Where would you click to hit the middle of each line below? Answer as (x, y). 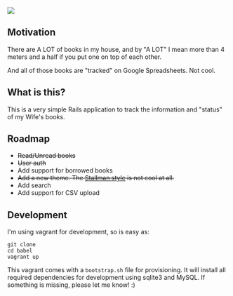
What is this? (36, 92)
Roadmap (29, 139)
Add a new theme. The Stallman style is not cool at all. (96, 178)
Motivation (32, 33)
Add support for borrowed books (65, 170)
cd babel (20, 251)
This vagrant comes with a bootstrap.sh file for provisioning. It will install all (116, 270)
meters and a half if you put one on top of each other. (85, 57)
